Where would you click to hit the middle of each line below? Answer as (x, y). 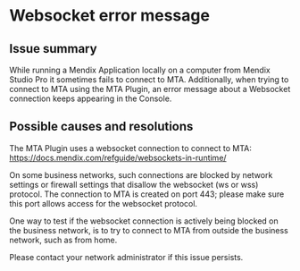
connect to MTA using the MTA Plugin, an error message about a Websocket (150, 89)
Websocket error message (109, 16)
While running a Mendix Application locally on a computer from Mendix (140, 70)
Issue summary (53, 49)
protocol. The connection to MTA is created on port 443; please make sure (147, 194)
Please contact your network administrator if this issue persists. (126, 257)
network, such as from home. (63, 240)
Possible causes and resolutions (101, 127)
